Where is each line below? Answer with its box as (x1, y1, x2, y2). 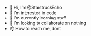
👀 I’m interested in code (9, 10, 57, 16)
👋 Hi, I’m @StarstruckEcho (9, 5, 62, 10)
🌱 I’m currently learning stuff (9, 15, 66, 20)
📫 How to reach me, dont (9, 26, 61, 31)
